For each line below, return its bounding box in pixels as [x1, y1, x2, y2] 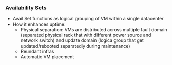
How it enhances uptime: [12, 21, 66, 27]
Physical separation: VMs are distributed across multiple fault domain [20, 27, 167, 33]
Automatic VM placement [20, 54, 74, 60]
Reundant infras [20, 48, 54, 55]
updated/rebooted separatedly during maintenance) [20, 43, 130, 49]
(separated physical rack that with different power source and [20, 32, 151, 38]
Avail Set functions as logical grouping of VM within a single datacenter [12, 16, 164, 22]
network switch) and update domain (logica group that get [20, 37, 144, 44]
